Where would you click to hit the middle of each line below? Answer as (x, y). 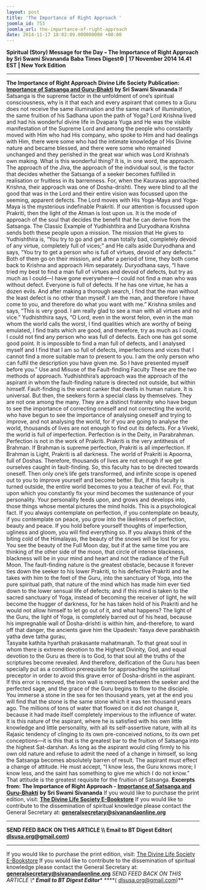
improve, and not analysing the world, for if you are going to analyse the (97, 422)
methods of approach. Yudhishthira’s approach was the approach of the (97, 376)
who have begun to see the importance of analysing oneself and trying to (99, 415)
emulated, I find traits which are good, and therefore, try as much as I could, (102, 330)
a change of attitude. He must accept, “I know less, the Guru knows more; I (101, 767)
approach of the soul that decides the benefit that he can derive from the (99, 220)
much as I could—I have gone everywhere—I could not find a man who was (102, 278)
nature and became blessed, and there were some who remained (89, 148)
